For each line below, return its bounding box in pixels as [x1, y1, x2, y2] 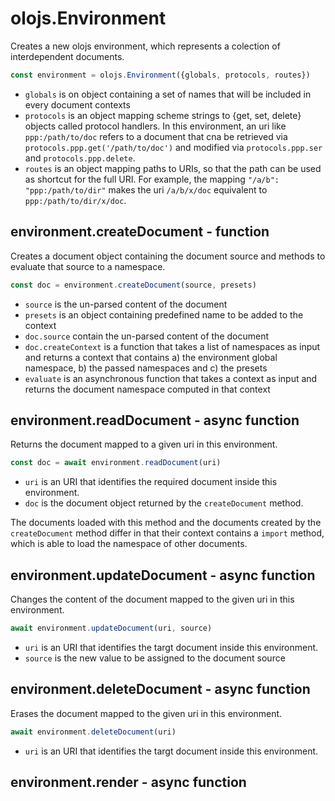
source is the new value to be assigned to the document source [24, 652, 286, 664]
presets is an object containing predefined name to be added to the [24, 308, 304, 321]
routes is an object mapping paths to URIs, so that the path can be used [24, 162, 322, 174]
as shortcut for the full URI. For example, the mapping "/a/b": [24, 173, 280, 185]
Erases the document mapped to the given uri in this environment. [10, 707, 283, 719]
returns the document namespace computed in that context [24, 383, 271, 395]
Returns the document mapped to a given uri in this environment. [10, 438, 278, 451]
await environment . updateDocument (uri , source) [10, 623, 213, 633]
